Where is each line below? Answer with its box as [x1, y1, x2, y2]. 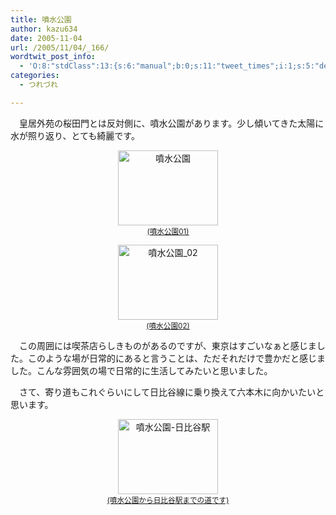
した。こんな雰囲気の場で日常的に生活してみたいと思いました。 [10, 364, 273, 376]
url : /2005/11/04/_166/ [10, 42, 110, 53]
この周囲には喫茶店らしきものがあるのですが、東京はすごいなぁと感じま [18, 339, 317, 351]
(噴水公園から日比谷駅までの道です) [106, 495, 230, 505]
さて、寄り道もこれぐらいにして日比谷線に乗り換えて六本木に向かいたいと [18, 386, 325, 398]
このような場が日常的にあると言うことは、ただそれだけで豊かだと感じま [27, 352, 326, 364]
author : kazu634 [10, 24, 78, 34]
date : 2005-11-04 [10, 33, 83, 43]
